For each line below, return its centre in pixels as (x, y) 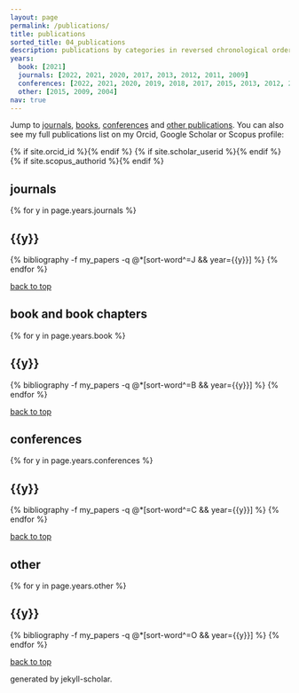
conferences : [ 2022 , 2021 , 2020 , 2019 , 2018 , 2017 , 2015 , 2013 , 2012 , (151, 83)
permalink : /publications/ (60, 26)
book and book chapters (79, 315)
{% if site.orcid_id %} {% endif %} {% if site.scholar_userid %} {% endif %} (146, 152)
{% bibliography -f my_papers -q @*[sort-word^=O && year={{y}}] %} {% (145, 634)
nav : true (28, 100)
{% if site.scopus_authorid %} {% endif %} (87, 161)
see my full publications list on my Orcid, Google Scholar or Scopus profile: (147, 135)
